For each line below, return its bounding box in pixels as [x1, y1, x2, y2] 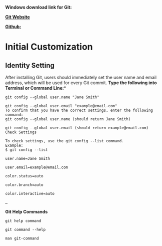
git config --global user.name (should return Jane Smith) [5, 117, 131, 122]
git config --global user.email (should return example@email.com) [5, 125, 149, 130]
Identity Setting [5, 61, 55, 70]
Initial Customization [5, 41, 93, 53]
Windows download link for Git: [5, 5, 72, 10]
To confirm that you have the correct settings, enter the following [5, 108, 153, 113]
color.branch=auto [5, 182, 43, 187]
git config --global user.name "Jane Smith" [5, 95, 99, 100]
